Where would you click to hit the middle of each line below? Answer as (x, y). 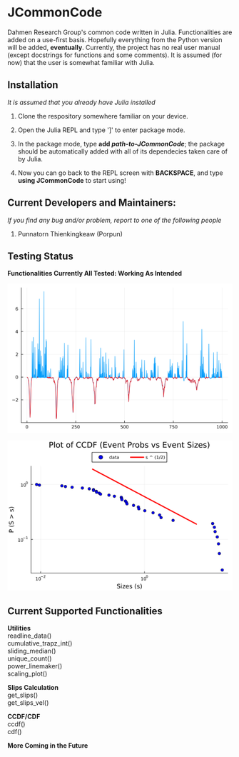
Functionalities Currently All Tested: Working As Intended (95, 274)
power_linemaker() (35, 666)
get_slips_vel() (28, 703)
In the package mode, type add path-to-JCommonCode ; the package (121, 144)
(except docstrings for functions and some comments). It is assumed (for (115, 55)
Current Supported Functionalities (85, 611)
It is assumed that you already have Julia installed (81, 102)
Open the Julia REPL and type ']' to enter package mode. (101, 130)
